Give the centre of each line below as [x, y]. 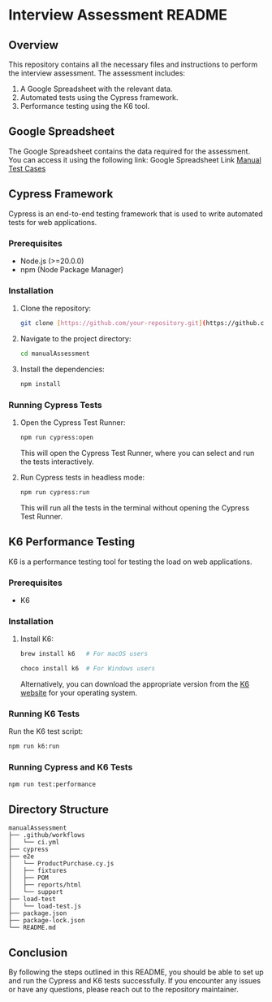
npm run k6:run [34, 746]
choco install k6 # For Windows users [88, 669]
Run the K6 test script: [46, 731]
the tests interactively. [57, 462]
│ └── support [36, 892]
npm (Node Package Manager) [72, 269]
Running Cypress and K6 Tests [71, 767]
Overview [34, 45]
